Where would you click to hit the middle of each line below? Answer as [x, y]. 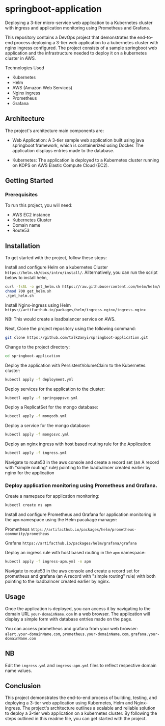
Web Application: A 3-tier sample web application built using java [78, 140]
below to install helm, [27, 278]
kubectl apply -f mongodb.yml [36, 416]
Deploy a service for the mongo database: [48, 426]
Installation [23, 246]
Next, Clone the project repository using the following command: [70, 328]
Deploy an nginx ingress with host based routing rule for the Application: [78, 444]
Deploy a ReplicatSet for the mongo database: [52, 407]
